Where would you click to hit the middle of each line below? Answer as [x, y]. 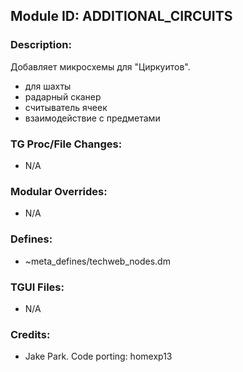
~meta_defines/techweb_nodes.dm [97, 261]
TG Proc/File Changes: [66, 144]
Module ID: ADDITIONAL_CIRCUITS [121, 16]
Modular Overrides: [59, 191]
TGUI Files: [37, 287]
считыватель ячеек [66, 107]
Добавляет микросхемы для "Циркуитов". [100, 66]
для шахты [48, 86]
